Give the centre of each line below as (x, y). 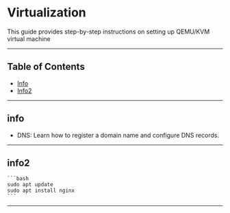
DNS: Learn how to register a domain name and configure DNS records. (118, 135)
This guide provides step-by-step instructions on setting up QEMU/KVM (108, 32)
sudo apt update (30, 185)
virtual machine (29, 38)
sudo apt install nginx (41, 191)
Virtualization (47, 13)
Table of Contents (46, 67)
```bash (18, 179)
